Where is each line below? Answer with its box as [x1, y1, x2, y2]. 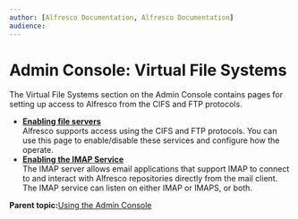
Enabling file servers [21, 116, 101, 127]
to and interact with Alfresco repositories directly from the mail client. [21, 173, 278, 184]
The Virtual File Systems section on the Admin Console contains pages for [9, 89, 284, 100]
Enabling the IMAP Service [21, 154, 123, 165]
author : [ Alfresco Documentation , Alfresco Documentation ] [9, 13, 234, 22]
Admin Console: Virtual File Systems [9, 60, 287, 80]
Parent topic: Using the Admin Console [9, 200, 152, 211]
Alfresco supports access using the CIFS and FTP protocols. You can [21, 126, 277, 137]
